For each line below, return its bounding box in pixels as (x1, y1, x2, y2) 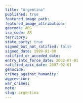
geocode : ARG (5, 26, 32, 31)
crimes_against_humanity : (5, 72, 58, 77)
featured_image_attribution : (5, 21, 65, 26)
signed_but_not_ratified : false (5, 44, 72, 49)
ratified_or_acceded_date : (5, 53, 61, 58)
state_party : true (5, 40, 43, 45)
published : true (5, 12, 39, 17)
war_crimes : (5, 81, 30, 86)
